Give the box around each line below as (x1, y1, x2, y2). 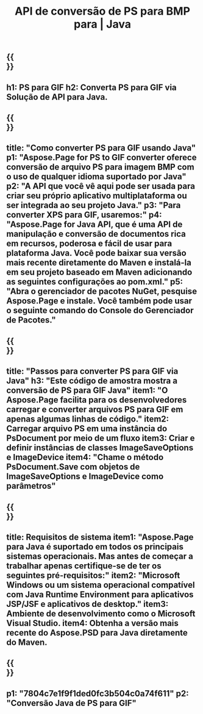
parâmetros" (6, 481, 56, 491)
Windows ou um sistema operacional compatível (6, 579, 195, 590)
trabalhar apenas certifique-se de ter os (6, 560, 162, 571)
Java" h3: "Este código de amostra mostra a (6, 376, 178, 386)
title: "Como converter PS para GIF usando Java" (6, 143, 196, 154)
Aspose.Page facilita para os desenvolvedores (6, 395, 187, 405)
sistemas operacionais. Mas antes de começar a (6, 551, 193, 561)
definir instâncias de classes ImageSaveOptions (6, 442, 194, 453)
